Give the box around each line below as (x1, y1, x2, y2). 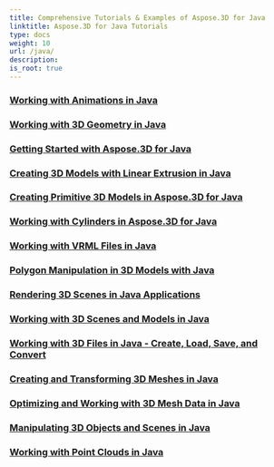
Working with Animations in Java (9, 93, 159, 106)
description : (9, 55, 59, 64)
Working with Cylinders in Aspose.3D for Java (9, 215, 218, 228)
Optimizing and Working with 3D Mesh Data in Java (9, 396, 240, 409)
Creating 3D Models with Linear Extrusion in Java (9, 167, 231, 180)
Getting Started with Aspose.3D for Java (9, 142, 192, 155)
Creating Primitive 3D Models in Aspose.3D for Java (9, 191, 243, 204)
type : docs (9, 30, 51, 39)
